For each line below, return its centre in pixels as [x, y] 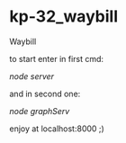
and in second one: [45, 94]
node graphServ [40, 111]
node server [32, 76]
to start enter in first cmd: [57, 58]
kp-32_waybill [64, 17]
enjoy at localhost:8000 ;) [57, 129]
